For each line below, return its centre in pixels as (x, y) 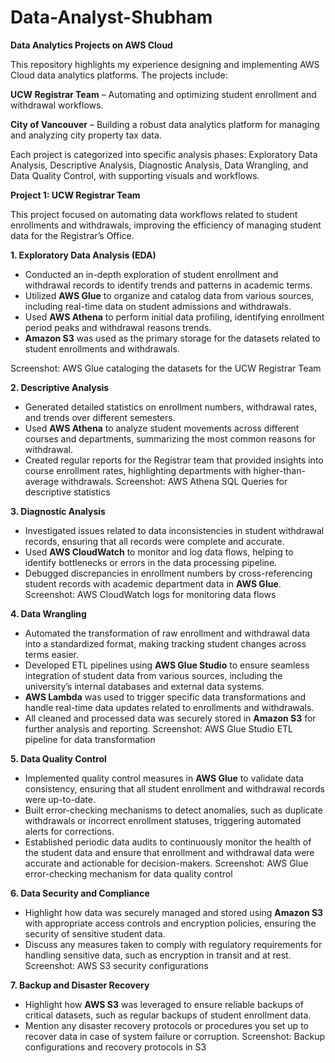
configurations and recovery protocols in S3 (115, 1047)
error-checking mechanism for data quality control (128, 873)
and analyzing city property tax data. (86, 135)
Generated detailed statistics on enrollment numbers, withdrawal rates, (171, 407)
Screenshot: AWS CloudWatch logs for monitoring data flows (150, 594)
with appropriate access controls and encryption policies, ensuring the (170, 923)
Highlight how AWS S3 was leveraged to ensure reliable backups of (164, 1004)
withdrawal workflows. (57, 105)
